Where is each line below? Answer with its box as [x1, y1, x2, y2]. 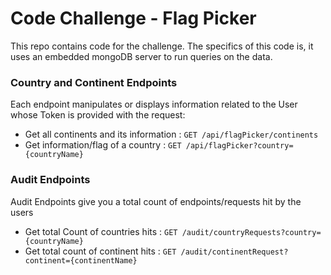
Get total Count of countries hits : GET [24, 225, 178, 237]
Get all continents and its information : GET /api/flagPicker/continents [24, 128, 319, 141]
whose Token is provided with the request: [10, 109, 186, 121]
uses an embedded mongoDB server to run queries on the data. [10, 50, 273, 62]
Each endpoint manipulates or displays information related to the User [10, 98, 298, 111]
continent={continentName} [24, 255, 138, 266]
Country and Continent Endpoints [10, 75, 178, 89]
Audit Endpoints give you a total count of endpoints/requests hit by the [10, 195, 302, 207]
